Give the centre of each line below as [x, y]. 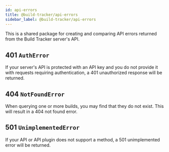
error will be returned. [28, 145]
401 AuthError [27, 55]
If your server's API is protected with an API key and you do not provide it [82, 67]
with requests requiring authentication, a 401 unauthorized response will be [84, 73]
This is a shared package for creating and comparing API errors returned [81, 34]
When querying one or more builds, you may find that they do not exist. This [85, 106]
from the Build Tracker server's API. [43, 39]
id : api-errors [21, 10]
